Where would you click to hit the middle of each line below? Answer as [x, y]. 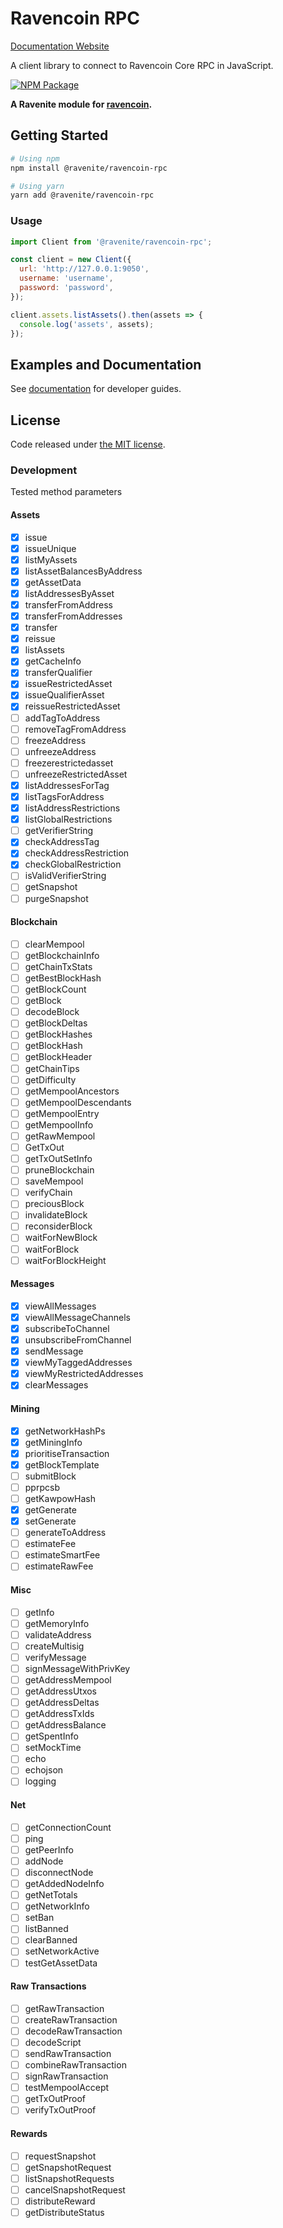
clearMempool [54, 944]
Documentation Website [60, 46]
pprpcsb [42, 1487]
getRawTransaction [64, 2008]
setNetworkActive [62, 1951]
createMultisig [54, 1646]
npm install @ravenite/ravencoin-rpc [89, 168]
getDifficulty [50, 1079]
